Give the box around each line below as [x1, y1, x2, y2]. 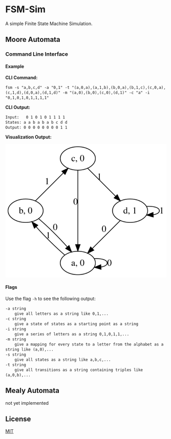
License [5, 414, 31, 423]
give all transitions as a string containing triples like [14, 367, 143, 373]
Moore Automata [5, 35, 60, 44]
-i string [5, 326, 27, 332]
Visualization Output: [5, 134, 52, 140]
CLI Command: [5, 75, 38, 81]
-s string [5, 352, 27, 357]
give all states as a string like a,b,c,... [14, 357, 111, 362]
